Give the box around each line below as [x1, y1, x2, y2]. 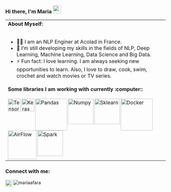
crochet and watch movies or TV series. [16, 72, 112, 79]
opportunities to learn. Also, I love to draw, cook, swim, [16, 66, 148, 73]
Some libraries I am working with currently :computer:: [8, 86, 144, 93]
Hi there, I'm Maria [5, 8, 52, 15]
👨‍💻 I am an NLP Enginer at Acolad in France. [16, 38, 122, 45]
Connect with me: [5, 168, 50, 175]
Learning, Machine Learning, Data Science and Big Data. [16, 51, 152, 58]
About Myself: [8, 20, 43, 28]
